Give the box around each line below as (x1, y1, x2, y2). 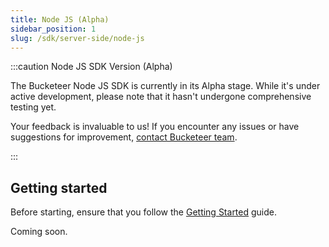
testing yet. (10, 101, 57, 113)
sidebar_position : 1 (10, 24, 97, 34)
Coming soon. (10, 226, 68, 238)
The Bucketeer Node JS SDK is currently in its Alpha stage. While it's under (10, 80, 321, 92)
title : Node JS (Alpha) (10, 14, 110, 25)
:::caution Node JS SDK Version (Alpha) (10, 61, 173, 73)
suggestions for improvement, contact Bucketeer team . (10, 131, 238, 143)
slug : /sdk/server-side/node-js (10, 33, 145, 43)
